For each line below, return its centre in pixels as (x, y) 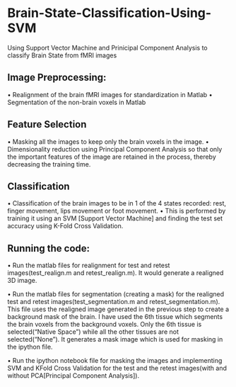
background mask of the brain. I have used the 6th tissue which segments (115, 317)
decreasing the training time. (49, 164)
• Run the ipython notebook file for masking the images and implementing (115, 361)
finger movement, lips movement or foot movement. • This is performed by (117, 211)
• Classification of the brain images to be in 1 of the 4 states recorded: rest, (117, 203)
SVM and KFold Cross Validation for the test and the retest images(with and (117, 368)
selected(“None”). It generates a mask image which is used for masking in (115, 340)
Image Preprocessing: (57, 78)
